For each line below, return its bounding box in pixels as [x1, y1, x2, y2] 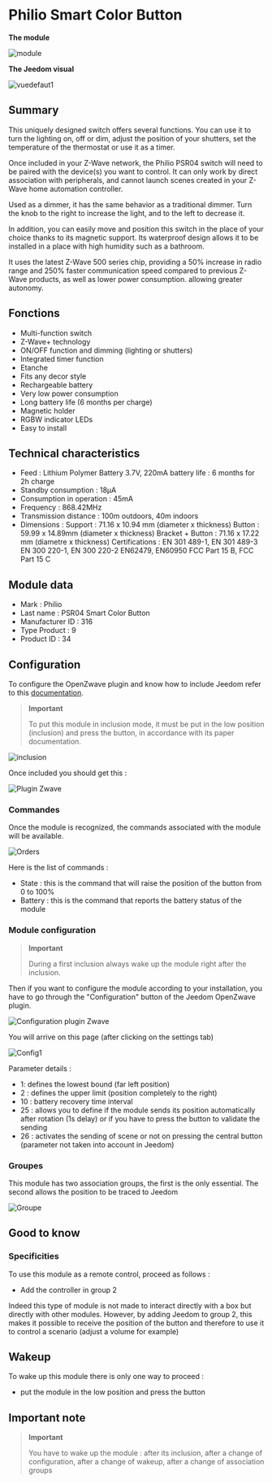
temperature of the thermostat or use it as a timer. [8, 142, 175, 152]
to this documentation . [8, 688, 84, 697]
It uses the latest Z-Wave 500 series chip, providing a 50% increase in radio [8, 257, 262, 267]
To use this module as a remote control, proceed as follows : [8, 1269, 210, 1279]
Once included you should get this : [8, 768, 127, 778]
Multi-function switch [19, 327, 92, 338]
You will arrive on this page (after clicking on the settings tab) [8, 1032, 214, 1042]
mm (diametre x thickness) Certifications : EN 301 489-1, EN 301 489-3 [19, 537, 258, 547]
